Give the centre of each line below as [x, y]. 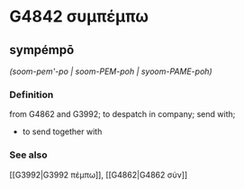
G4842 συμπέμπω [79, 17]
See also [28, 155]
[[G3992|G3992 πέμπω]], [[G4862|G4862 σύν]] [99, 175]
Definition [32, 94]
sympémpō [42, 50]
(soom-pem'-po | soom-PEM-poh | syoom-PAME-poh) [111, 71]
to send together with [62, 131]
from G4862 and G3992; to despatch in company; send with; [122, 114]
